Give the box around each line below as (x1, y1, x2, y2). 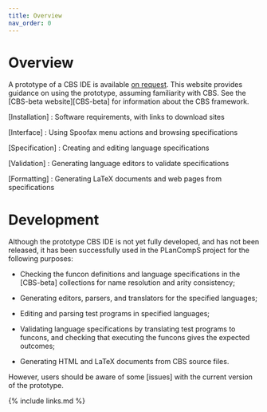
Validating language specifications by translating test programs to (19, 324, 236, 334)
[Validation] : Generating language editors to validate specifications (8, 159, 230, 168)
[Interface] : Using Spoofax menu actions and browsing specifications (8, 128, 238, 137)
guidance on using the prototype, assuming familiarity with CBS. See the (8, 89, 246, 98)
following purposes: (8, 254, 74, 263)
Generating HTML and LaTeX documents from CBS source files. (19, 357, 230, 366)
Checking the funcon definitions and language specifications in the (19, 269, 241, 279)
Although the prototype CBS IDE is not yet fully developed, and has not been (8, 237, 260, 247)
